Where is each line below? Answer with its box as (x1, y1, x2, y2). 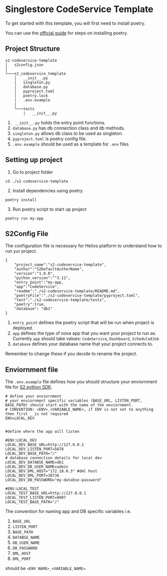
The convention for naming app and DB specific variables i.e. (5, 509, 131, 515)
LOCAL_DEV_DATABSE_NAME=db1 (5, 460, 64, 465)
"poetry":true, (14, 302, 46, 307)
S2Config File (5, 229, 49, 238)
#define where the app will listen (5, 429, 80, 434)
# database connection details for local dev (5, 456, 102, 461)
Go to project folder (12, 169, 53, 175)
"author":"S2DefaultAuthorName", (14, 267, 84, 272)
